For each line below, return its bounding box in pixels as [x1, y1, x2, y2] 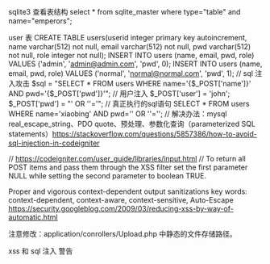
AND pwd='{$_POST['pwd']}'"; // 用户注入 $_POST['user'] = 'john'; [8, 89, 231, 98]
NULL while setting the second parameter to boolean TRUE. [8, 171, 207, 180]
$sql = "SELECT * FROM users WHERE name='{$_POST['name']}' [31, 79, 251, 88]
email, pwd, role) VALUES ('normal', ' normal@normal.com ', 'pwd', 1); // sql [8, 69, 254, 78]
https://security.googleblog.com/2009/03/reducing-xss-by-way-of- [8, 204, 234, 213]
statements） [8, 129, 53, 139]
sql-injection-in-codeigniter [8, 138, 100, 148]
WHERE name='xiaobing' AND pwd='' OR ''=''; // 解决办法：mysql [8, 109, 227, 119]
